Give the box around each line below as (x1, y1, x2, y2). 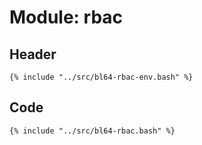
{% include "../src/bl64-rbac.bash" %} (9, 126, 176, 136)
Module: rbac (9, 6, 124, 29)
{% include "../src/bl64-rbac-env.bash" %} (9, 72, 194, 82)
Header (9, 46, 57, 63)
